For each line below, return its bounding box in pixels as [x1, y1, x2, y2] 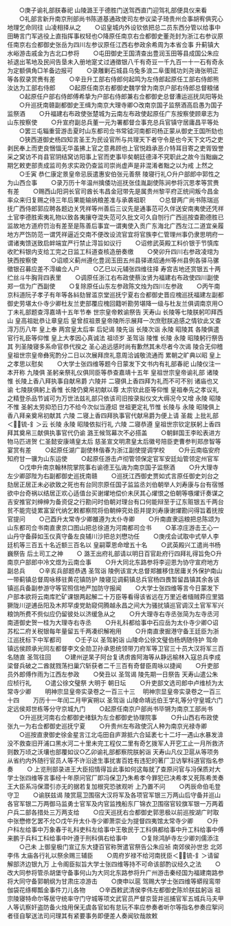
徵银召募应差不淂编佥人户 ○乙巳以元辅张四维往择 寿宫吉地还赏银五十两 [7, 265, 221, 273]
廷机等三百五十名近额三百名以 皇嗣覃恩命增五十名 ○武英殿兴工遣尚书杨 [7, 541, 221, 549]
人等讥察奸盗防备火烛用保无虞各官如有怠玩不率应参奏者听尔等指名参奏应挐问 [7, 903, 224, 911]
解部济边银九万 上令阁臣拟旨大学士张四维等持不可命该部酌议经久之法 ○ [7, 860, 221, 868]
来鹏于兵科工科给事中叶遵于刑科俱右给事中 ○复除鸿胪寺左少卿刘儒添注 [7, 834, 219, 842]
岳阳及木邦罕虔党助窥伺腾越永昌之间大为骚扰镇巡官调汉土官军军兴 [36, 601, 224, 609]
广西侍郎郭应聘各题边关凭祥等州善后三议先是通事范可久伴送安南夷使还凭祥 [12, 204, 224, 213]
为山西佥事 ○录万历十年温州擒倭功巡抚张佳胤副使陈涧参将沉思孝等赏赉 [7, 179, 219, 186]
